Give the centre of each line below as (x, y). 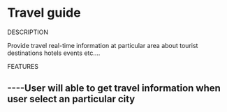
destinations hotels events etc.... (54, 53)
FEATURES (23, 66)
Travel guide (44, 13)
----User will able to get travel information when (114, 88)
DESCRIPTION (28, 32)
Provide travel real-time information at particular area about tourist (103, 45)
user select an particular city (71, 99)
